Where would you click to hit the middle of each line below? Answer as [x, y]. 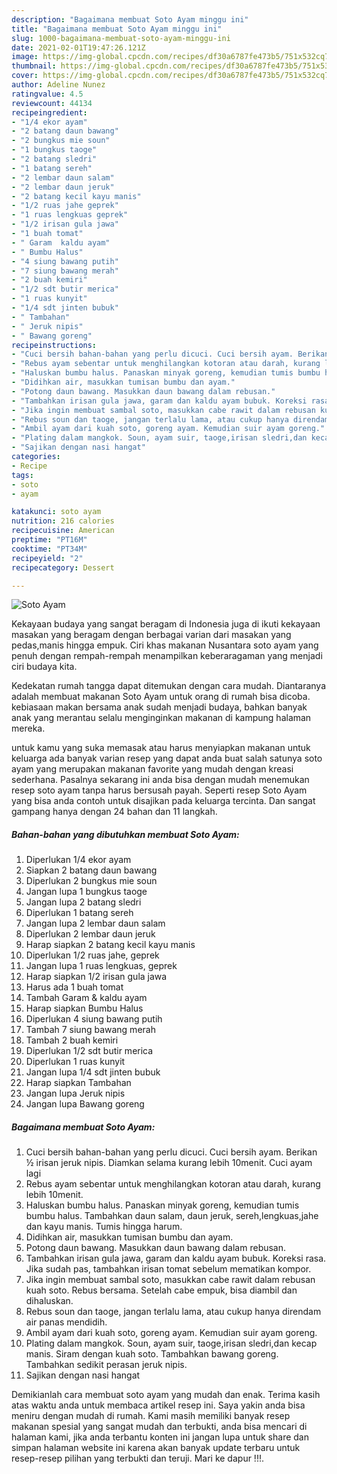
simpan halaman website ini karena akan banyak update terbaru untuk [156, 1448]
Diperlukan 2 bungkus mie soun [91, 881]
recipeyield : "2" [47, 558]
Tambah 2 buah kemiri [72, 1040]
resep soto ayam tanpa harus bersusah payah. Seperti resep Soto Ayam [159, 790]
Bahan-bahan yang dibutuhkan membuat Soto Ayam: [125, 834]
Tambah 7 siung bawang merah [90, 1030]
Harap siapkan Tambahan [78, 1083]
